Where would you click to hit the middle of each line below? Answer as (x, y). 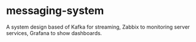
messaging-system (55, 11)
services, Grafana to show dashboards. (54, 33)
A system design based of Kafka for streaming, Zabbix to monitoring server (98, 27)
